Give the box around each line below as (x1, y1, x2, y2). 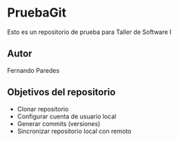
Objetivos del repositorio (7, 87, 116, 98)
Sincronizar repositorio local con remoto (17, 127, 132, 135)
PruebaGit (7, 5, 67, 21)
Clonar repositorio (17, 105, 69, 113)
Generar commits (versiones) (17, 119, 101, 127)
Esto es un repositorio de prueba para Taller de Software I (7, 28, 172, 36)
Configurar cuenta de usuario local (17, 112, 117, 121)
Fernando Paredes (7, 66, 60, 74)
